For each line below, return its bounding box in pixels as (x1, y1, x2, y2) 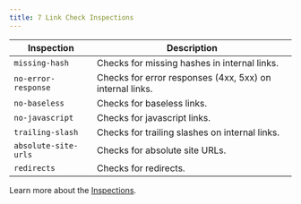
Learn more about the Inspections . (9, 184, 137, 195)
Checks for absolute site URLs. (97, 144, 227, 157)
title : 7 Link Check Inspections (9, 13, 134, 22)
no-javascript (13, 113, 74, 123)
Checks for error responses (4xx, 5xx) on (97, 71, 271, 83)
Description (166, 41, 218, 54)
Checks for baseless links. (97, 97, 208, 109)
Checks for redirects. (97, 162, 185, 174)
